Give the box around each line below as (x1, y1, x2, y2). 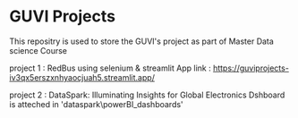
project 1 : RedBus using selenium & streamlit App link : (9, 63, 212, 73)
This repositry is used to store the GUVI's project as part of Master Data (9, 36, 275, 46)
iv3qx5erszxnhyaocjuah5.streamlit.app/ (9, 72, 155, 82)
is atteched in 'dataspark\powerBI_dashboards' (9, 98, 183, 109)
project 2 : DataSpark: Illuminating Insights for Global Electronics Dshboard (9, 89, 285, 100)
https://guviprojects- (213, 63, 289, 73)
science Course (9, 45, 68, 55)
